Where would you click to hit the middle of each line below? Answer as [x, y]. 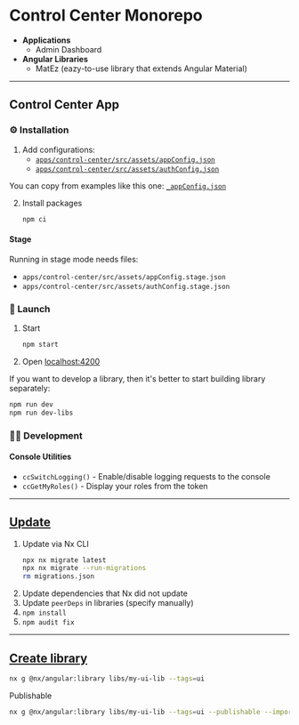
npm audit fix [48, 623]
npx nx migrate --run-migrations [84, 568]
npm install [44, 613]
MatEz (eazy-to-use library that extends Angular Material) [141, 68]
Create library [48, 658]
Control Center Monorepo [106, 16]
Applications [46, 40]
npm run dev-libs [41, 413]
